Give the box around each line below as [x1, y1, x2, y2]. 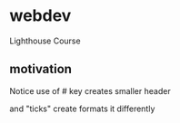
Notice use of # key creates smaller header [9, 85, 171, 96]
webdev [9, 5, 72, 26]
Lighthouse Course [9, 35, 81, 46]
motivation [9, 61, 73, 77]
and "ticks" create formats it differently [9, 103, 155, 114]
